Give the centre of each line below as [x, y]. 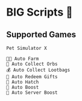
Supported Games [41, 35]
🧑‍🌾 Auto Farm [23, 59]
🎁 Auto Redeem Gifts [32, 77]
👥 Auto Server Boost [32, 93]
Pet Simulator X [27, 48]
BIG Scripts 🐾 [40, 12]
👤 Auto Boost [23, 87]
